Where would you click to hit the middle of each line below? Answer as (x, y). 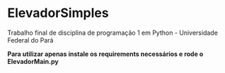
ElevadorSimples (58, 13)
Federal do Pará (30, 40)
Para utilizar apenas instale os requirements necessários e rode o (105, 54)
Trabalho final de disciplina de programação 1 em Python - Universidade (112, 33)
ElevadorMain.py (33, 61)
